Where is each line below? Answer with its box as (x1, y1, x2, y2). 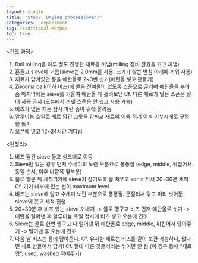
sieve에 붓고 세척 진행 (14, 198, 67, 205)
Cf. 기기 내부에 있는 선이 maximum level (14, 183, 109, 190)
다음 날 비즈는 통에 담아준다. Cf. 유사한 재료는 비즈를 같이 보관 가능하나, (14, 235, 180, 242)
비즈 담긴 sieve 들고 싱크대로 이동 (14, 153, 93, 160)
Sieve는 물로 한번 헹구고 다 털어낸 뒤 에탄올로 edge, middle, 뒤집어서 (14, 220, 176, 227)
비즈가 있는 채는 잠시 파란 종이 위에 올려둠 (14, 106, 112, 113)
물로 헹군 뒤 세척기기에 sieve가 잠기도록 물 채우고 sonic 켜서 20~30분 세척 (14, 175, 189, 182)
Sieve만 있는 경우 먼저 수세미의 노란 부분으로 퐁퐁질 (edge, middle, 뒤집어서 (14, 160, 192, 168)
